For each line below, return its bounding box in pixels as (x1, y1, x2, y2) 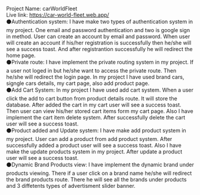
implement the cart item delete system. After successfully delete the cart (6, 114, 186, 121)
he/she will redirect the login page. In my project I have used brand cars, (6, 74, 184, 80)
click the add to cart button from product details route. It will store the (6, 95, 177, 102)
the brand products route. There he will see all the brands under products (6, 176, 187, 183)
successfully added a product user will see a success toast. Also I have (6, 142, 182, 149)
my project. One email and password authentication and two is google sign (6, 27, 190, 33)
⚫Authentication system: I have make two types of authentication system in (6, 18, 193, 25)
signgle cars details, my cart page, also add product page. (6, 80, 150, 87)
